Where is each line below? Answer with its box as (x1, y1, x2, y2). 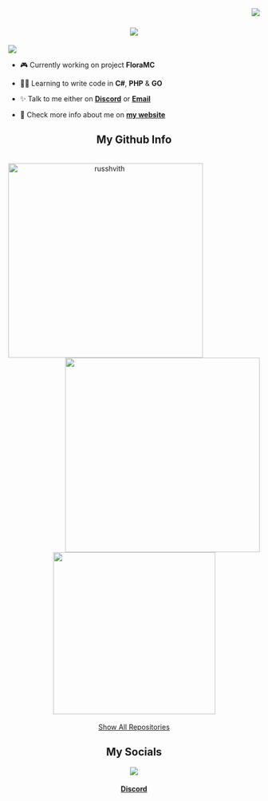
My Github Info (96, 133, 172, 147)
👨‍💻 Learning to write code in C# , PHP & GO (19, 78, 163, 88)
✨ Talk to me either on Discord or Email (19, 93, 151, 103)
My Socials (106, 745, 162, 759)
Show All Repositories (98, 722, 170, 732)
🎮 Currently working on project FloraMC (19, 60, 156, 69)
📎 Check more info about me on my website (19, 109, 166, 119)
